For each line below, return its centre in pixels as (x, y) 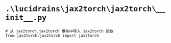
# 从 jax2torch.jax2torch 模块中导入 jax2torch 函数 (59, 31)
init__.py (26, 18)
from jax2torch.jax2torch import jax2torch (52, 35)
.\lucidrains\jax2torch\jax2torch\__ (86, 9)
